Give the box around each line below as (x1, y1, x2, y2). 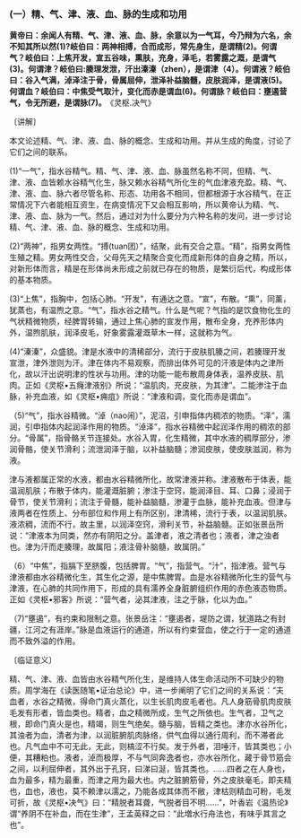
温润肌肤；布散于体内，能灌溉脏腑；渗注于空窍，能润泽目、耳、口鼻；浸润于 (9, 485, 292, 496)
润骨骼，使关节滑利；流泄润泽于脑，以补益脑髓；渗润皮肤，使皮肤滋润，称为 (9, 444, 292, 455)
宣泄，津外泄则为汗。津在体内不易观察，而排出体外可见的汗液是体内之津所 (9, 357, 284, 369)
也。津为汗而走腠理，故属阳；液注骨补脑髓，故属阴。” (9, 541, 206, 553)
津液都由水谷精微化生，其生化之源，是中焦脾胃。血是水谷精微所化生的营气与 (9, 572, 292, 582)
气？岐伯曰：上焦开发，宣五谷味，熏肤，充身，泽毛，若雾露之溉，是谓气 (9, 52, 276, 64)
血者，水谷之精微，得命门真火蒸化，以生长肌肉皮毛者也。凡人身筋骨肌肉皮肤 (9, 696, 292, 707)
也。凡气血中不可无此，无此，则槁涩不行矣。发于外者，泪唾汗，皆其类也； (9, 741, 284, 752)
